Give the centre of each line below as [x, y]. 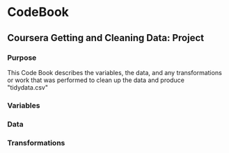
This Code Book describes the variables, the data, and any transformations [115, 72]
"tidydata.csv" [28, 87]
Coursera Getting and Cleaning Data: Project [105, 38]
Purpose [22, 58]
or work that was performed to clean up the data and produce [96, 80]
